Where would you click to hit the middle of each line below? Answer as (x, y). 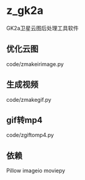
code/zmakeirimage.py (35, 64)
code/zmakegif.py (29, 99)
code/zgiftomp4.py (30, 135)
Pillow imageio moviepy (36, 171)
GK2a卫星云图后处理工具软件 (42, 28)
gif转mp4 (24, 120)
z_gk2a (25, 11)
